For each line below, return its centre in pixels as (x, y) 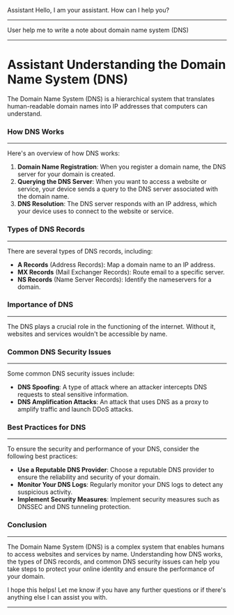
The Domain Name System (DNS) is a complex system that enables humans (116, 547)
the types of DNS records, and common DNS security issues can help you (114, 561)
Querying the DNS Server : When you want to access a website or (112, 182)
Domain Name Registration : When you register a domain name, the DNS (122, 167)
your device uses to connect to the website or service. (95, 211)
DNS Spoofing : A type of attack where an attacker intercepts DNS (112, 387)
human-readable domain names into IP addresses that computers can (107, 106)
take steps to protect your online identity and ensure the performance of (111, 569)
